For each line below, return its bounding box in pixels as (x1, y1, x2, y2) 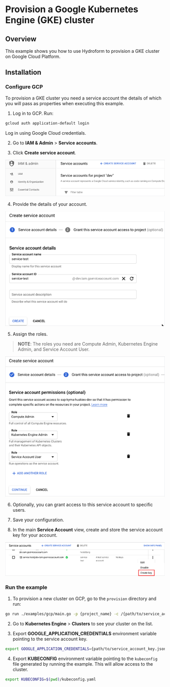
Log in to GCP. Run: (12, 110, 54, 116)
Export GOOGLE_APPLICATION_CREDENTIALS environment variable (12, 630, 157, 636)
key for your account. (12, 532, 58, 538)
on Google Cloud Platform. (5, 53, 61, 59)
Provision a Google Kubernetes (5, 4, 139, 15)
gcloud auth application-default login (5, 120, 90, 126)
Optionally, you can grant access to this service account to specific (12, 502, 153, 508)
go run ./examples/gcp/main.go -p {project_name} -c (5, 611, 119, 616)
